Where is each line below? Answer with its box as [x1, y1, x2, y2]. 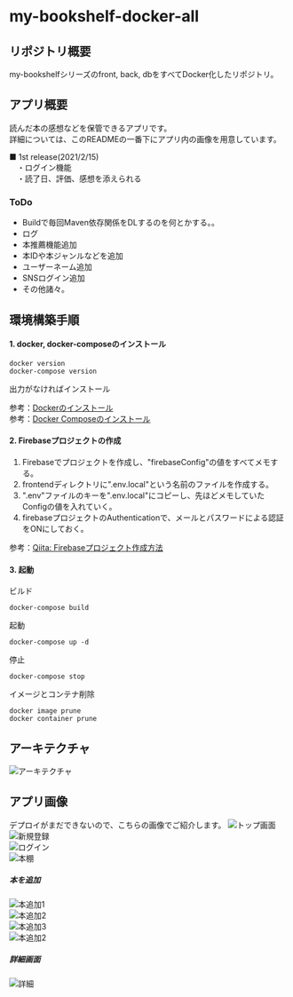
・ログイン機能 [16, 162, 72, 172]
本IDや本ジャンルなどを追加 [21, 250, 123, 261]
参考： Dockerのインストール [9, 402, 114, 413]
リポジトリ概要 [9, 44, 91, 59]
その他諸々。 [21, 284, 69, 295]
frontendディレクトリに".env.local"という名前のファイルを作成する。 [21, 479, 273, 489]
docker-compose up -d [9, 637, 90, 647]
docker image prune [9, 707, 82, 716]
